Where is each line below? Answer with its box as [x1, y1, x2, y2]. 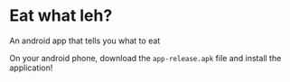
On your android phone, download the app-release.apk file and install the [9, 52, 282, 63]
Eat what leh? [9, 5, 113, 26]
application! [9, 62, 53, 73]
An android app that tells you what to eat [9, 35, 161, 46]
